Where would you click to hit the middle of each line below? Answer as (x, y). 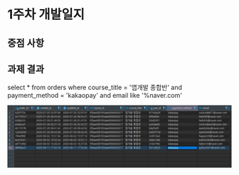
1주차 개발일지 (46, 15)
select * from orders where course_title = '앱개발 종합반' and (95, 87)
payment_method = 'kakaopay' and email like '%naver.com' (95, 96)
